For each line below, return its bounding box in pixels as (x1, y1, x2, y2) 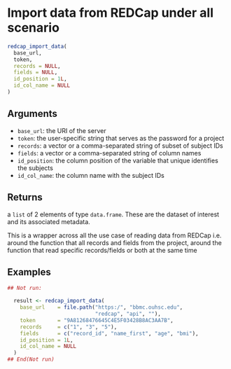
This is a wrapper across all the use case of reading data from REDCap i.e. (7, 231, 222, 239)
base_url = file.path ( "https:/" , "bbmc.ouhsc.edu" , (20, 304, 183, 311)
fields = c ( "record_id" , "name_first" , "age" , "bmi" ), (20, 330, 199, 337)
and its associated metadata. (7, 217, 91, 225)
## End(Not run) (7, 356, 55, 363)
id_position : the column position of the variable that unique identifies (17, 156, 218, 165)
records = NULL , (13, 62, 61, 69)
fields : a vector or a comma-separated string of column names (17, 148, 202, 157)
